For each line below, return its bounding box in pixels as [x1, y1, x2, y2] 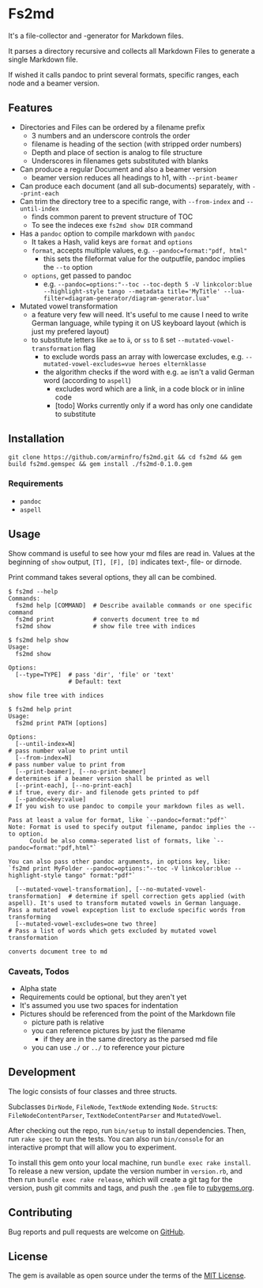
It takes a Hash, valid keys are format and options [31, 237, 193, 246]
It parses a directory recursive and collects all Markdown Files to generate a [8, 46, 255, 55]
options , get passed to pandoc [31, 271, 132, 280]
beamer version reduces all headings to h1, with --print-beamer [31, 172, 239, 182]
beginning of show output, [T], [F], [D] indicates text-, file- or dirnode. [8, 557, 242, 566]
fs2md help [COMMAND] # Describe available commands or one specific [15, 601, 253, 609]
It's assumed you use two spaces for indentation [19, 1000, 178, 1010]
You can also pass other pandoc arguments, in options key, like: [8, 858, 231, 866]
